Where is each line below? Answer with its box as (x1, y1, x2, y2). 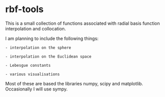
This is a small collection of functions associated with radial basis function (5, 20, 160, 26)
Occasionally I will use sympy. (5, 86, 68, 92)
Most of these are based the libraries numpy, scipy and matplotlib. (5, 80, 143, 86)
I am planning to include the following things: (5, 35, 99, 41)
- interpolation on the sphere (5, 45, 71, 50)
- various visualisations (5, 72, 60, 77)
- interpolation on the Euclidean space (5, 54, 92, 59)
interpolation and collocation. (5, 25, 66, 31)
